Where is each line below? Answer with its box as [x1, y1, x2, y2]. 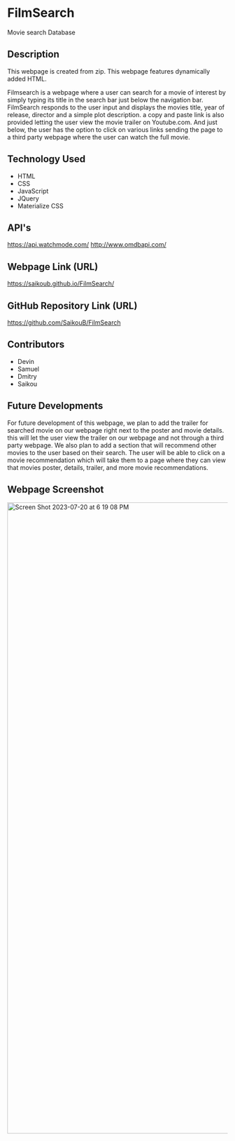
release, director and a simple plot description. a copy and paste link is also [7, 110, 225, 119]
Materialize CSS [17, 201, 64, 210]
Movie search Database [7, 28, 76, 36]
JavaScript [17, 187, 49, 195]
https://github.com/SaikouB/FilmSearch [7, 318, 121, 327]
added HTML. [7, 74, 47, 83]
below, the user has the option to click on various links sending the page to [7, 125, 223, 134]
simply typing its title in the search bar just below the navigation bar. [7, 95, 204, 104]
